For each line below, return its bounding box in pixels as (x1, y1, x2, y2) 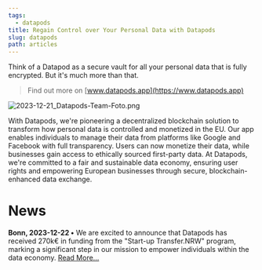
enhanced (8, 174, 41, 184)
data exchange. (42, 174, 93, 184)
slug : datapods (8, 33, 58, 42)
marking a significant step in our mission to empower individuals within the (8, 245, 249, 254)
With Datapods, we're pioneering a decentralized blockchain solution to (8, 116, 239, 126)
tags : (8, 11, 26, 20)
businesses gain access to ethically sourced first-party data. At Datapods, (8, 150, 248, 159)
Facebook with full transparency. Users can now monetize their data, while (8, 141, 249, 151)
